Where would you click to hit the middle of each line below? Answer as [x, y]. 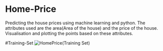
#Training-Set [19, 43]
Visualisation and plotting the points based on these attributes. [69, 33]
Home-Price [31, 9]
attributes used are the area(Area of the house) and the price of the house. [81, 28]
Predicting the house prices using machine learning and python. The [75, 23]
